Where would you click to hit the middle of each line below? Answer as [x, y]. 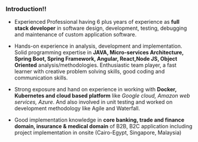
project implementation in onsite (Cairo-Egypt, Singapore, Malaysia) [98, 132]
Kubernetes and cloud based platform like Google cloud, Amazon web [102, 96]
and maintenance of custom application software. [75, 35]
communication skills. [41, 78]
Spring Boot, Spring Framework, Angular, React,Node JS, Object [96, 59]
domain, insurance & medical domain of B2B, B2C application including [103, 126]
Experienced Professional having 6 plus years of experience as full [97, 22]
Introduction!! [26, 9]
